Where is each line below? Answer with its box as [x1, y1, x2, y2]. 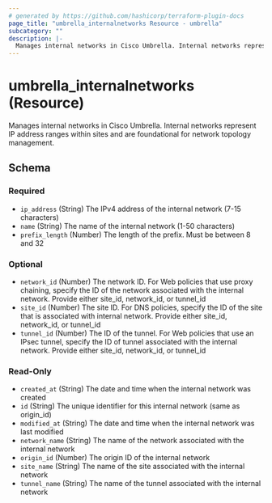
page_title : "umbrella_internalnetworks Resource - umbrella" [8, 19, 223, 27]
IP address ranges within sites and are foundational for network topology [8, 129, 252, 139]
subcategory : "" [8, 27, 63, 35]
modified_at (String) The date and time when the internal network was [19, 418, 255, 429]
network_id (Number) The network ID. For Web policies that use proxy [19, 277, 253, 287]
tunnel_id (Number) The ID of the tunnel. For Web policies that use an [19, 328, 254, 338]
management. [8, 138, 55, 148]
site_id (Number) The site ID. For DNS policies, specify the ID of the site [19, 302, 263, 312]
